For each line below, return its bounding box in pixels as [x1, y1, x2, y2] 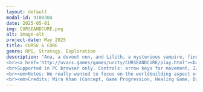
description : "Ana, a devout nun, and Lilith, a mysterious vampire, [6, 54, 185, 60]
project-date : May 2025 [6, 37, 66, 43]
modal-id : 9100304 [6, 15, 53, 21]
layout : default [6, 8, 47, 15]
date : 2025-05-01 [6, 20, 50, 26]
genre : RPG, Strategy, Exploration [6, 48, 96, 54]
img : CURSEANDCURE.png [6, 25, 63, 32]
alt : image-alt [6, 31, 45, 38]
